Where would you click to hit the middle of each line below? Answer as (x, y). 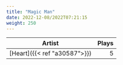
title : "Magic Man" (31, 12)
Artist (50, 43)
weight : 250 (21, 23)
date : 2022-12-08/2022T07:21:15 (47, 17)
